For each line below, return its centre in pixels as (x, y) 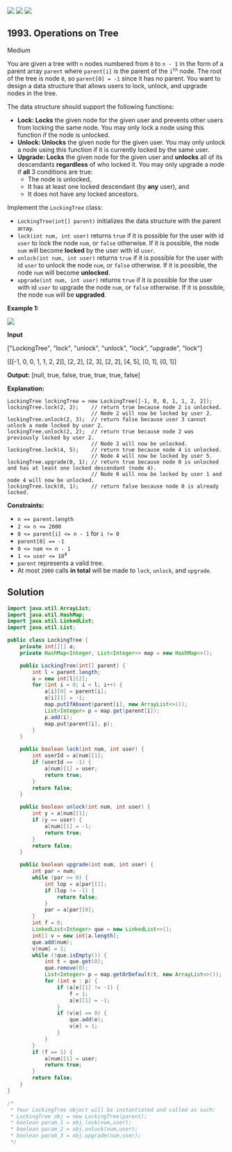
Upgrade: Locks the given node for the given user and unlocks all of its (120, 157)
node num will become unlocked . (64, 272)
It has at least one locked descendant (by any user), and (108, 186)
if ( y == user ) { (57, 820)
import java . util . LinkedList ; (51, 621)
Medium (19, 50)
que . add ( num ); (52, 942)
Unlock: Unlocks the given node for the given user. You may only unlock (121, 142)
